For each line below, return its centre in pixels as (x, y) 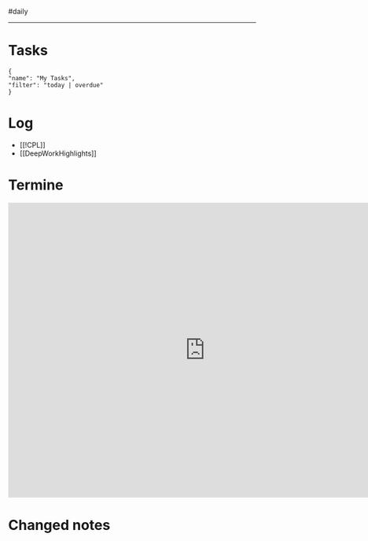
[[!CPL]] (32, 145)
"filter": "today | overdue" (56, 85)
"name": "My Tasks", (42, 78)
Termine (36, 185)
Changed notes (59, 525)
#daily (18, 11)
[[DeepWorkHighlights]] (58, 153)
